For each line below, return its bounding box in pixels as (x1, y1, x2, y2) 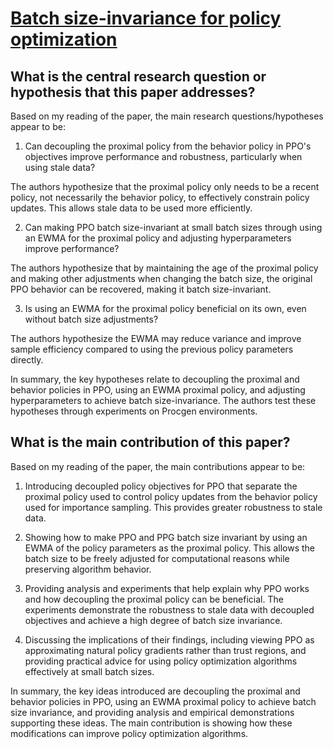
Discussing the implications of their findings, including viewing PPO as (24, 633, 315, 646)
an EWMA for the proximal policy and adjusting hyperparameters (24, 232, 292, 244)
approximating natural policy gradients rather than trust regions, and (24, 644, 307, 656)
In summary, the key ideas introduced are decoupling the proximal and (10, 685, 301, 697)
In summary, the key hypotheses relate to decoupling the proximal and (10, 373, 300, 385)
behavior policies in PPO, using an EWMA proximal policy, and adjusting (10, 384, 306, 396)
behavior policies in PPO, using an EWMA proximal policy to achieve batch (10, 695, 317, 707)
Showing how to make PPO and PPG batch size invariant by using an (24, 531, 308, 543)
